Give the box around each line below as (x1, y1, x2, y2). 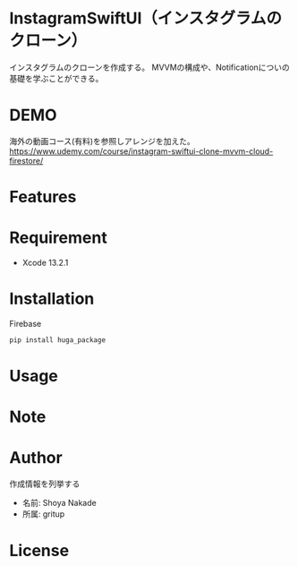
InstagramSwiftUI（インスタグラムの (9, 8, 283, 29)
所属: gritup (21, 509, 65, 519)
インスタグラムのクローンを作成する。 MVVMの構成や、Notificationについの (9, 62, 291, 73)
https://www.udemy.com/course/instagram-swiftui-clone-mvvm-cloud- (9, 145, 274, 157)
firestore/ (9, 155, 44, 166)
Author (9, 448, 63, 468)
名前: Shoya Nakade (21, 498, 97, 509)
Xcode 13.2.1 (21, 257, 69, 268)
